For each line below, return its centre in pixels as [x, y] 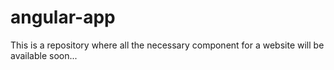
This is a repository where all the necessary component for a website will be [167, 45]
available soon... [44, 55]
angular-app [63, 17]
